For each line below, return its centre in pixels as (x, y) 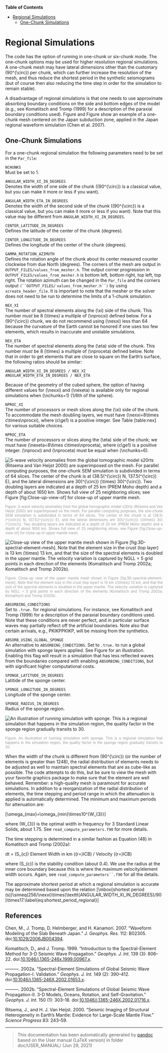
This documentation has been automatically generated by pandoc (85, 1034)
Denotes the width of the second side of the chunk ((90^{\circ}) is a (75, 206)
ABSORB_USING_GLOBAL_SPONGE (34, 640)
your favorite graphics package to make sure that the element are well (77, 777)
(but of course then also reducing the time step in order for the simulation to (83, 83)
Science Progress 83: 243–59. (36, 1020)
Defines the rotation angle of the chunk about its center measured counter (82, 259)
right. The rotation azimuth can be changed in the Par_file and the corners (83, 280)
